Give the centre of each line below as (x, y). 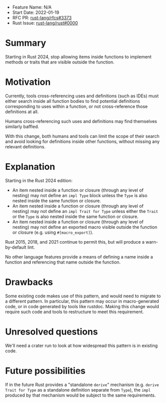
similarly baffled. (22, 127)
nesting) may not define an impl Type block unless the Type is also (80, 195)
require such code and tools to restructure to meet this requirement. (75, 312)
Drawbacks (29, 282)
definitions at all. (22, 112)
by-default (16, 247)
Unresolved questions (52, 332)
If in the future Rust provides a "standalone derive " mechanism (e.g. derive (82, 385)
